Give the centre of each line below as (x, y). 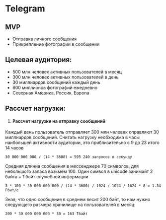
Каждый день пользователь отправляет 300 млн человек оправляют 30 (82, 132)
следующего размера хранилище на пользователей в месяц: (70, 205)
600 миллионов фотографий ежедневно (55, 87)
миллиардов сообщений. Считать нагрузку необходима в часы (73, 138)
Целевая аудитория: (39, 60)
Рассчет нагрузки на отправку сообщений (59, 121)
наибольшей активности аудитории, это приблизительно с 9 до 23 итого (83, 143)
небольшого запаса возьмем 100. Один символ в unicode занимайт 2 (79, 171)
